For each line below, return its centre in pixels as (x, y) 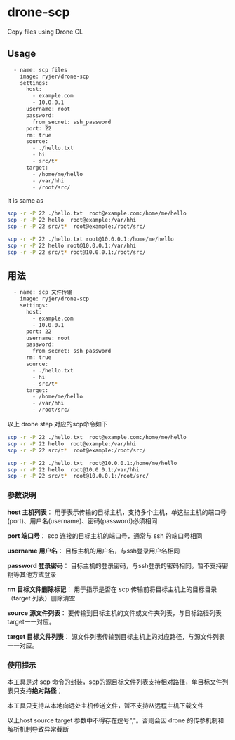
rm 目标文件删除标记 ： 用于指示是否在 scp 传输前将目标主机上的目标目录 (112, 589)
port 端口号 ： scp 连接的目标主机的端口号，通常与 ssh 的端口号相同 (105, 536)
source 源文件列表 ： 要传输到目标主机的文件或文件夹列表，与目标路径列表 (115, 613)
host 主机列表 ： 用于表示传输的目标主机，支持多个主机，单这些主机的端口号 (117, 512)
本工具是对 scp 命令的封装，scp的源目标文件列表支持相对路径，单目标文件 (115, 682)
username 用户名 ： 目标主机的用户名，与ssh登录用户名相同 (94, 551)
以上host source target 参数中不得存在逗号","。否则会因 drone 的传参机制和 (116, 720)
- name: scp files (41, 70)
